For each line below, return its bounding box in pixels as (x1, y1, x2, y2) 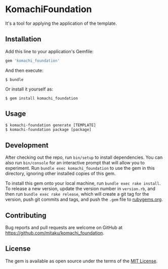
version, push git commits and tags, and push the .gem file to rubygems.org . (5, 196, 163, 203)
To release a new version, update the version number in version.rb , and (5, 186, 156, 192)
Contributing (5, 211, 47, 219)
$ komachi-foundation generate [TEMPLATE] (5, 123, 96, 128)
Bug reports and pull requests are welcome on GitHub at (5, 225, 123, 231)
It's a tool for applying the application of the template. (5, 20, 117, 26)
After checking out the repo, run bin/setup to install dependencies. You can (5, 154, 163, 160)
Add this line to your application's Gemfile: (5, 48, 94, 54)
